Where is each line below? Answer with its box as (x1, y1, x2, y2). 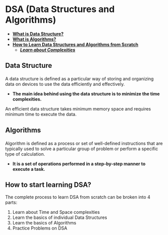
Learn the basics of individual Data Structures (12, 214, 107, 220)
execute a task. (12, 166, 46, 172)
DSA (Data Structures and (5, 4, 115, 15)
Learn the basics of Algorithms (12, 219, 77, 225)
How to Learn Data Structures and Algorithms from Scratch (12, 41, 139, 47)
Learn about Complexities (20, 47, 76, 53)
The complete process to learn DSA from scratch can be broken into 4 (5, 194, 150, 200)
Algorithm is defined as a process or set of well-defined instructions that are (5, 140, 163, 146)
